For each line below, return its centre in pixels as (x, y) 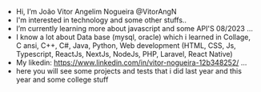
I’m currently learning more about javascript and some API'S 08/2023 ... (135, 28)
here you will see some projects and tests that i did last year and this (129, 71)
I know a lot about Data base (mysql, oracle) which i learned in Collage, (133, 37)
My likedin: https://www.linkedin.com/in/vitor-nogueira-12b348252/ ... (131, 62)
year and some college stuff (62, 80)
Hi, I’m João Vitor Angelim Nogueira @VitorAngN (96, 12)
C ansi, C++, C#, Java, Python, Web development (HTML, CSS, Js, (126, 46)
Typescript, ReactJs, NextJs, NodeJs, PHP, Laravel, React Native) (124, 54)
